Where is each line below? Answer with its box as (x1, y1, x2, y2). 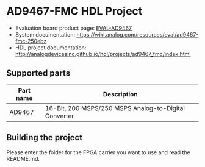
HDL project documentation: (15, 44, 87, 51)
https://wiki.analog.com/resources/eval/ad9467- (76, 30, 199, 38)
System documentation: (15, 30, 75, 38)
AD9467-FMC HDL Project (6, 4, 143, 18)
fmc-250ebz (15, 37, 47, 44)
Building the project (6, 132, 83, 143)
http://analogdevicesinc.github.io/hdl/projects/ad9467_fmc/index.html (15, 50, 191, 57)
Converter (45, 112, 74, 120)
